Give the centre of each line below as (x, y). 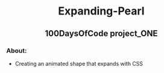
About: (17, 51)
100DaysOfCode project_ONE (101, 33)
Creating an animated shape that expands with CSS (79, 63)
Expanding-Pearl (101, 11)
